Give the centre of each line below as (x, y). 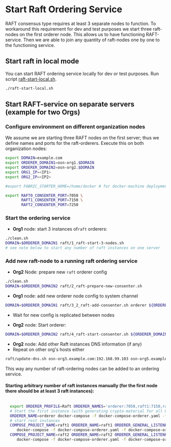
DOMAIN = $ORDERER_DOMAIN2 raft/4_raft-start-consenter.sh (67, 334)
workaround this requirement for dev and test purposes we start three (78, 29)
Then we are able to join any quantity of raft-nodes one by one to (92, 40)
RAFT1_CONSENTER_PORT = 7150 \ (52, 200)
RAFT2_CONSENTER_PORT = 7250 (50, 205)
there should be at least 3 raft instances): (50, 391)
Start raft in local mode (42, 61)
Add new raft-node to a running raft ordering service (72, 261)
